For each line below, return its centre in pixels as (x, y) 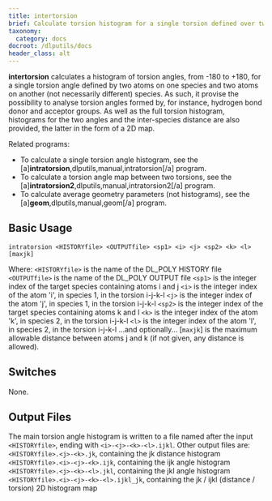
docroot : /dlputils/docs (50, 46)
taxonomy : (25, 31)
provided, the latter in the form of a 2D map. (82, 128)
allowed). (23, 346)
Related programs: (39, 144)
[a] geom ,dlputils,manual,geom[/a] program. (93, 203)
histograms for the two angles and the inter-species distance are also (124, 120)
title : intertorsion (43, 16)
